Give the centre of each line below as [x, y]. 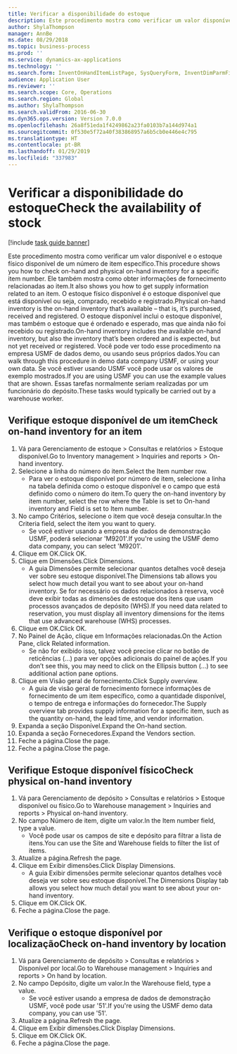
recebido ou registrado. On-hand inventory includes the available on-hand [114, 331]
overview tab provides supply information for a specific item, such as [129, 711]
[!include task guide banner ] [49, 242]
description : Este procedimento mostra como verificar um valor [104, 20]
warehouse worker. [36, 398]
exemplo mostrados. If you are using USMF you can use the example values [117, 376]
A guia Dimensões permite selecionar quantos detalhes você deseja [127, 568]
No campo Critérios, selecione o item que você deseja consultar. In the [120, 516]
